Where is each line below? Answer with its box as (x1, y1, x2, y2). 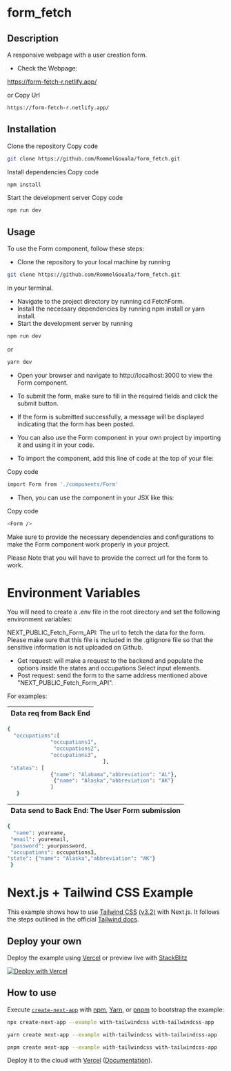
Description (7, 33, 59, 44)
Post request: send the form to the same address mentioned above (17, 671, 208, 679)
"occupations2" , (53, 745, 100, 752)
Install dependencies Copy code (7, 167, 99, 176)
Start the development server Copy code (7, 194, 123, 202)
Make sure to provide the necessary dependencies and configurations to (7, 533, 214, 541)
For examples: (7, 692, 48, 700)
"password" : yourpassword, (10, 842, 88, 849)
